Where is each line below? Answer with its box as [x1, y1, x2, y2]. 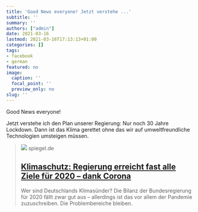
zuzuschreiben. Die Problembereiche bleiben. [20, 199, 133, 207]
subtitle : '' [6, 14, 39, 20]
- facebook [6, 53, 33, 59]
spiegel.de [28, 144, 55, 152]
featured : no [6, 64, 39, 70]
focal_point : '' [11, 81, 52, 87]
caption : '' [11, 75, 42, 81]
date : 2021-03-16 [6, 31, 49, 37]
